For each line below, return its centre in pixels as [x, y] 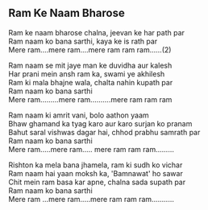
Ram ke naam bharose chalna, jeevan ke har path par [97, 32]
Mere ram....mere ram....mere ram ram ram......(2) [90, 49]
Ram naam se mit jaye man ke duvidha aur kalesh [90, 65]
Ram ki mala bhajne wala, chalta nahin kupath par [91, 82]
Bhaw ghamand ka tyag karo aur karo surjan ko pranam [100, 123]
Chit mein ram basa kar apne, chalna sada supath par [97, 182]
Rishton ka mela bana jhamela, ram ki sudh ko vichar [96, 165]
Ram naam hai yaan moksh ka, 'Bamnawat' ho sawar [96, 173]
